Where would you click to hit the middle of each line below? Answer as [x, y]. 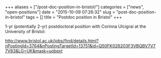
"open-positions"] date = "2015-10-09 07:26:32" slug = [60, 12]
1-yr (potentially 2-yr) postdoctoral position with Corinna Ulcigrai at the [76, 26]
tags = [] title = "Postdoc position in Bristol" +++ [74, 17]
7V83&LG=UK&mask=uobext [34, 51]
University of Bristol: [25, 31]
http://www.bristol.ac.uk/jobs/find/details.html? [52, 41]
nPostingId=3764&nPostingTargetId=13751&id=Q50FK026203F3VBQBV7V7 [80, 46]
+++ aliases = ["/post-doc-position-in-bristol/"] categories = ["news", [74, 7]
